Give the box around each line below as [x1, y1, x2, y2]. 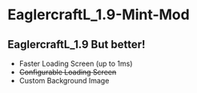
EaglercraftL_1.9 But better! [7, 38, 146, 51]
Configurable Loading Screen [18, 67, 117, 77]
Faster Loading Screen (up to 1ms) [18, 59, 133, 68]
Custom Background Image [18, 76, 110, 85]
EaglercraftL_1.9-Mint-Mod [7, 6, 190, 24]
